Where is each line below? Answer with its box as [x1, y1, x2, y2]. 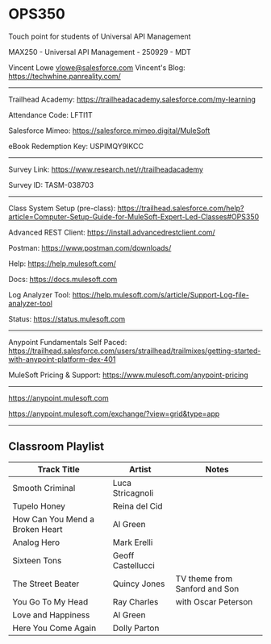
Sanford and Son [175, 583, 240, 594]
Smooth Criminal [12, 482, 76, 493]
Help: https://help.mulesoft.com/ [8, 259, 117, 268]
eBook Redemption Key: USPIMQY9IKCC [8, 141, 144, 151]
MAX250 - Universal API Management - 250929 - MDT [8, 47, 192, 56]
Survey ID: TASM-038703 [8, 180, 94, 189]
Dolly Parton [112, 622, 160, 634]
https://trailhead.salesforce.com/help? [117, 203, 244, 213]
